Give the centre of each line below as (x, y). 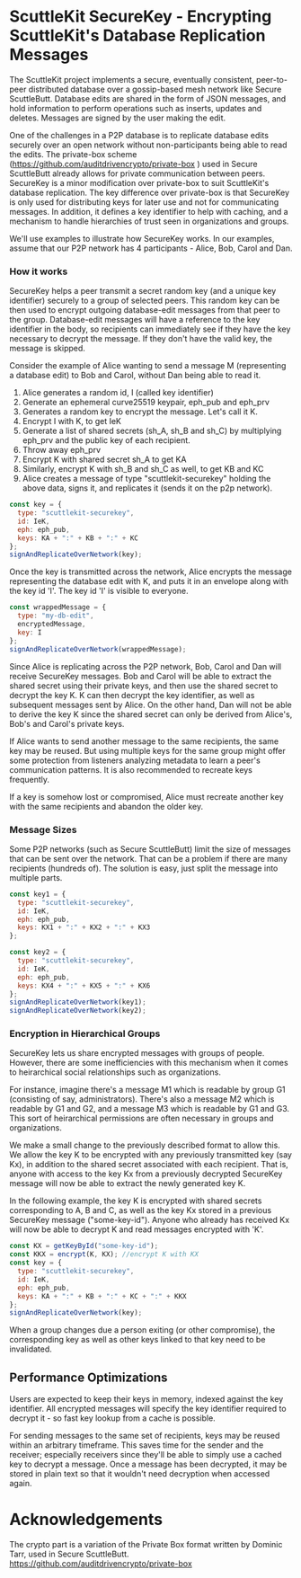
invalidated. (31, 1349)
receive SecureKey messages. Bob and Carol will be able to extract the (141, 676)
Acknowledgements (86, 1520)
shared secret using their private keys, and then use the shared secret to (144, 686)
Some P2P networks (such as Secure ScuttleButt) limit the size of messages (150, 849)
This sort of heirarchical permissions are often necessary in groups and (142, 1118)
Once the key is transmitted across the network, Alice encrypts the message (150, 572)
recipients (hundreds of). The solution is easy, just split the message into (144, 868)
